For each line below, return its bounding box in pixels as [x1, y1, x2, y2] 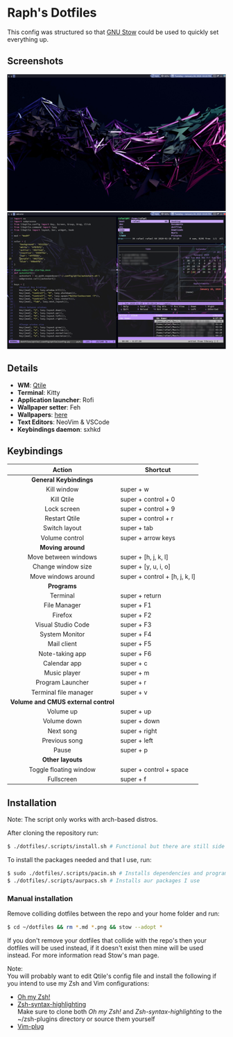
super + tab [120, 524, 154, 532]
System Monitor [40, 630, 85, 639]
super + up [120, 707, 152, 716]
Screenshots [7, 56, 64, 67]
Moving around [40, 543, 85, 551]
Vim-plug [17, 1022, 44, 1030]
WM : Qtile [17, 380, 46, 389]
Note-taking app [38, 649, 87, 657]
